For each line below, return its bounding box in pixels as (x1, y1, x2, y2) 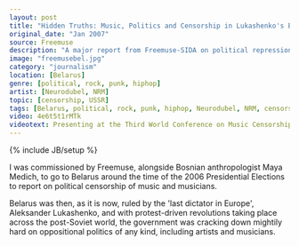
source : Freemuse (9, 37, 74, 47)
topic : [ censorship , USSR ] (9, 95, 109, 105)
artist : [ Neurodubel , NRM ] (9, 87, 109, 96)
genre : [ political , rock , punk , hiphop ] (9, 79, 162, 88)
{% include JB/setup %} (9, 145, 98, 155)
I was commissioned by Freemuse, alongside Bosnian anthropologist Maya (9, 162, 283, 172)
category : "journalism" (9, 63, 98, 72)
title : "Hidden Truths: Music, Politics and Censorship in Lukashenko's (9, 21, 285, 30)
